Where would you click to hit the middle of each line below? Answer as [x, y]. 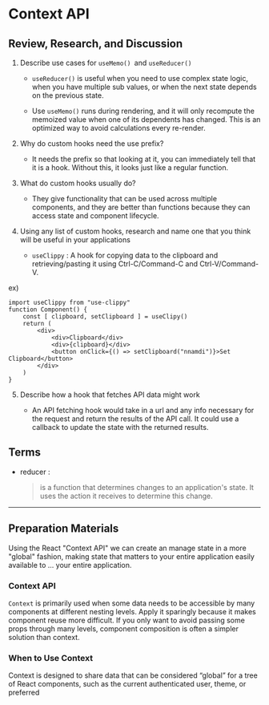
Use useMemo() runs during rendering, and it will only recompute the [143, 111]
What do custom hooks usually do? [78, 183]
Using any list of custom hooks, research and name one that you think [135, 231]
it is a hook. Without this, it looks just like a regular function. [130, 168]
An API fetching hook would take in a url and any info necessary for [143, 410]
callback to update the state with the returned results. [120, 427]
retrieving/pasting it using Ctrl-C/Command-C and [115, 264]
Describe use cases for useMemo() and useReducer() [106, 63]
